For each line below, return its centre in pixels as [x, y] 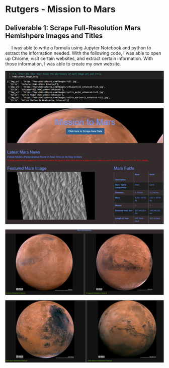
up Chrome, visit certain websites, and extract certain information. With [79, 58]
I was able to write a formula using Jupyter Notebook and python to [81, 48]
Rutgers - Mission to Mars [60, 9]
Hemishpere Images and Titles [54, 35]
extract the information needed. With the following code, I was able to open [83, 53]
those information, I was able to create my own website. [63, 64]
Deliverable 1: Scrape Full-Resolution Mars [73, 28]
